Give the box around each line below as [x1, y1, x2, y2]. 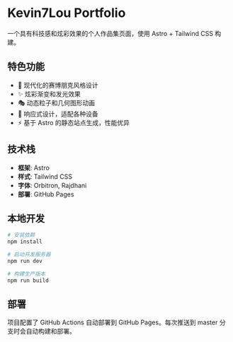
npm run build [7, 277, 50, 284]
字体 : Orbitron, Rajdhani [17, 181, 87, 189]
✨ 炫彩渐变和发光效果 [17, 90, 81, 98]
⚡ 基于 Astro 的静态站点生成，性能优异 [17, 118, 130, 126]
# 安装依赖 [7, 232, 35, 239]
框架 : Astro [17, 163, 50, 172]
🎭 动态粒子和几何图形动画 [17, 98, 96, 107]
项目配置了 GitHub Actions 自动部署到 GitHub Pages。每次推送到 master [7, 318, 218, 326]
